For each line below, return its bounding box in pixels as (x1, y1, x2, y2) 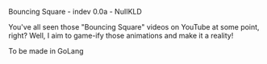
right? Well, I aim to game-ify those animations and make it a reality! (8, 31, 234, 40)
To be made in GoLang (8, 46, 84, 55)
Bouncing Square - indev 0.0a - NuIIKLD (8, 7, 143, 16)
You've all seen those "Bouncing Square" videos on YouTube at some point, (8, 22, 260, 31)
